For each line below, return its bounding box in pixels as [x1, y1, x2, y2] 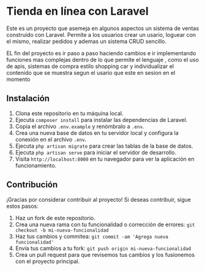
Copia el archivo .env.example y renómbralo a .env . [15, 123, 144, 130]
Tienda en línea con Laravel [6, 4, 149, 18]
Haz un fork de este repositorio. [15, 214, 96, 221]
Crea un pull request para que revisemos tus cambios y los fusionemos [15, 251, 195, 258]
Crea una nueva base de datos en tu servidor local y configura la [15, 129, 179, 136]
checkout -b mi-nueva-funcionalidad [15, 227, 109, 234]
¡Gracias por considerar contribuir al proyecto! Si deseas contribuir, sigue [6, 196, 192, 203]
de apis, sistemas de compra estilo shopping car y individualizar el [6, 63, 174, 70]
